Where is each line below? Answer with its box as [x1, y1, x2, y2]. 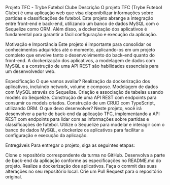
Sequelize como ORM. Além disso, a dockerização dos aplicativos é [5, 26, 147, 32]
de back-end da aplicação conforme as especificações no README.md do [5, 157, 161, 164]
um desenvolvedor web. [5, 68, 56, 74]
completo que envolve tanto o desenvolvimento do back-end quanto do [5, 52, 155, 58]
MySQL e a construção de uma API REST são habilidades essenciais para [5, 63, 159, 69]
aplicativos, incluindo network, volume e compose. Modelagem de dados [5, 84, 158, 90]
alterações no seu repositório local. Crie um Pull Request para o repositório [5, 168, 162, 174]
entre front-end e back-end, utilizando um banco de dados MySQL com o [5, 20, 159, 27]
